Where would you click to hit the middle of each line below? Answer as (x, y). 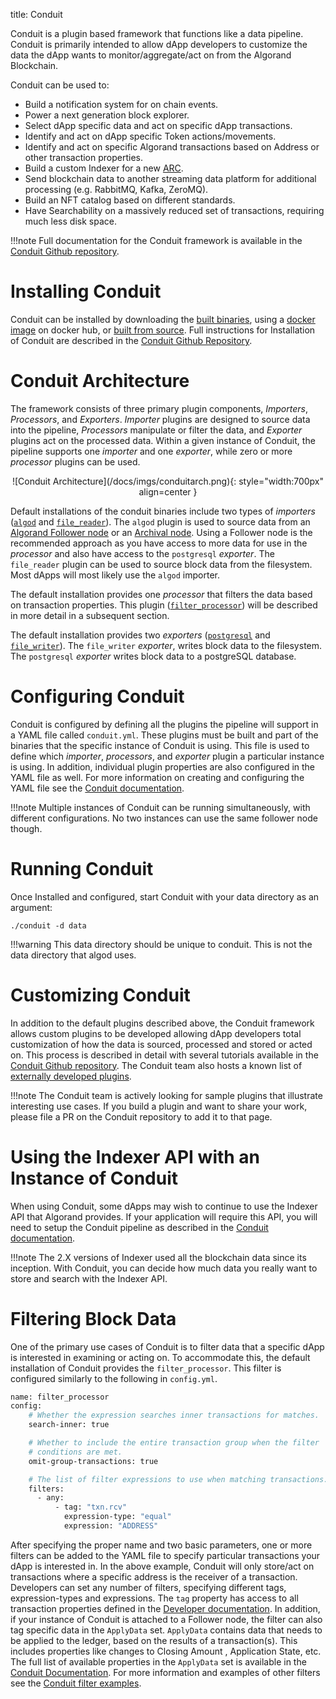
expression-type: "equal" (117, 1517)
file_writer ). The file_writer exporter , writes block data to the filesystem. (166, 645)
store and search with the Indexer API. (89, 1278)
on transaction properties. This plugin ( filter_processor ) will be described (164, 605)
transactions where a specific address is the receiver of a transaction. (154, 1576)
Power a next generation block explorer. (107, 115)
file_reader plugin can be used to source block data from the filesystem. (161, 564)
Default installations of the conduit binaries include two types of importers (163, 511)
